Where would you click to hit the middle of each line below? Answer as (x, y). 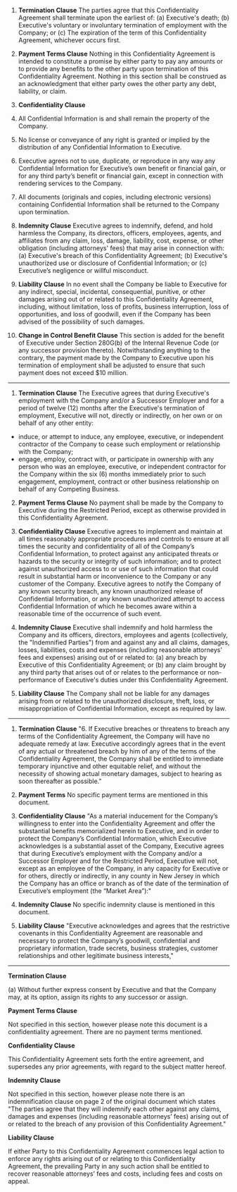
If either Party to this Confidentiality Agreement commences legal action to (116, 1151)
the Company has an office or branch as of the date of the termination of (123, 883)
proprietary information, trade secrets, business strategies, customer (118, 948)
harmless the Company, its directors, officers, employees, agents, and (120, 233)
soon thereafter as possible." (60, 781)
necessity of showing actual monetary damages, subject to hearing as (120, 774)
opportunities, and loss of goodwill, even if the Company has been (114, 314)
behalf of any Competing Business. (69, 489)
